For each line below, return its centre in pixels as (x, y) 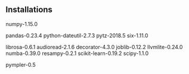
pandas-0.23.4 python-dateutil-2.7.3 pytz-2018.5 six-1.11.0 (77, 36)
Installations (29, 10)
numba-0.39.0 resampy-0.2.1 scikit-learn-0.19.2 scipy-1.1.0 (77, 53)
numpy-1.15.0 (22, 24)
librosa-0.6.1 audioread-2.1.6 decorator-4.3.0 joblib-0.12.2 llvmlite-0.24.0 (94, 47)
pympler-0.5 (21, 65)
